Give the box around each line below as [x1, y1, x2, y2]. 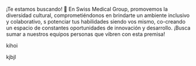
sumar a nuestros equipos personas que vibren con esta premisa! [6, 31, 165, 38]
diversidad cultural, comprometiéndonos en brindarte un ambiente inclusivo [6, 12, 190, 19]
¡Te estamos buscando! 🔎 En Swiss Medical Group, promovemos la [6, 6, 168, 12]
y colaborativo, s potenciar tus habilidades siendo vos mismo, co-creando [6, 18, 186, 25]
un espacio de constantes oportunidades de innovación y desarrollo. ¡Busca [6, 24, 191, 31]
